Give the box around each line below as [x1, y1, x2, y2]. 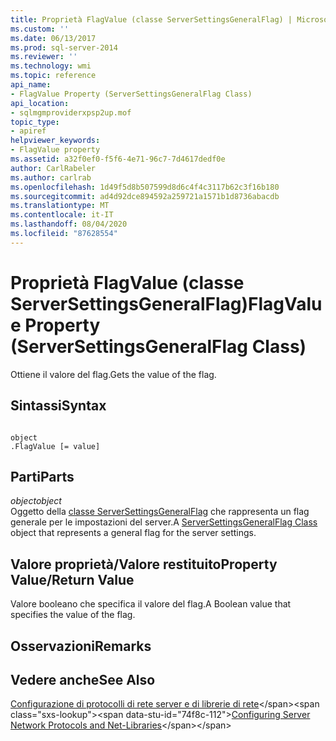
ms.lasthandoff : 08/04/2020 [10, 219, 128, 230]
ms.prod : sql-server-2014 [10, 42, 118, 53]
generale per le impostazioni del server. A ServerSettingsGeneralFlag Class [10, 516, 318, 528]
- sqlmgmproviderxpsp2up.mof [10, 107, 132, 118]
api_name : [10, 80, 52, 90]
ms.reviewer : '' [10, 52, 78, 62]
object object [10, 495, 62, 507]
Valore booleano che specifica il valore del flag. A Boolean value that [10, 598, 292, 610]
